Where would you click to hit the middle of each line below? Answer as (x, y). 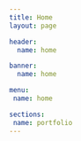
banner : (23, 66)
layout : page (33, 26)
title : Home (31, 17)
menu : (19, 90)
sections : (27, 114)
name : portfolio (43, 122)
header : (23, 42)
